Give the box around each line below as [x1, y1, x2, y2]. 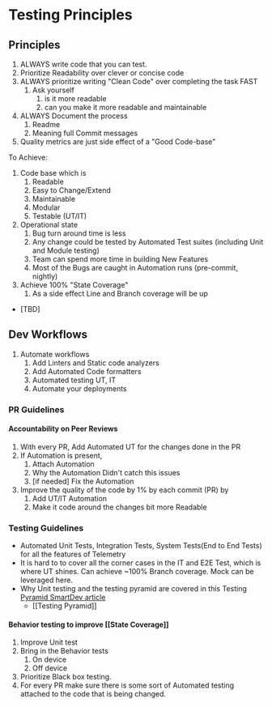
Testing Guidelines [8, 522, 84, 534]
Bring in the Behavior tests [19, 646, 109, 656]
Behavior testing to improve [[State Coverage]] [8, 620, 169, 629]
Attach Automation [32, 459, 95, 469]
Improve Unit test [19, 637, 79, 647]
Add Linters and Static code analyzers [32, 358, 159, 368]
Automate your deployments [32, 383, 127, 394]
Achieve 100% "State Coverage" [19, 280, 129, 289]
